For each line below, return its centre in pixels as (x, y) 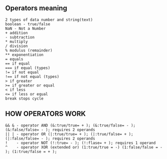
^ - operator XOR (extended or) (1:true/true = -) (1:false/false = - (84, 147)
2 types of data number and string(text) (49, 19)
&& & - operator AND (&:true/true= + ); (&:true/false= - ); (70, 125)
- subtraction (20, 37)
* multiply (17, 41)
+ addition (17, 33)
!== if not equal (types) (32, 76)
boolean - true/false (28, 24)
